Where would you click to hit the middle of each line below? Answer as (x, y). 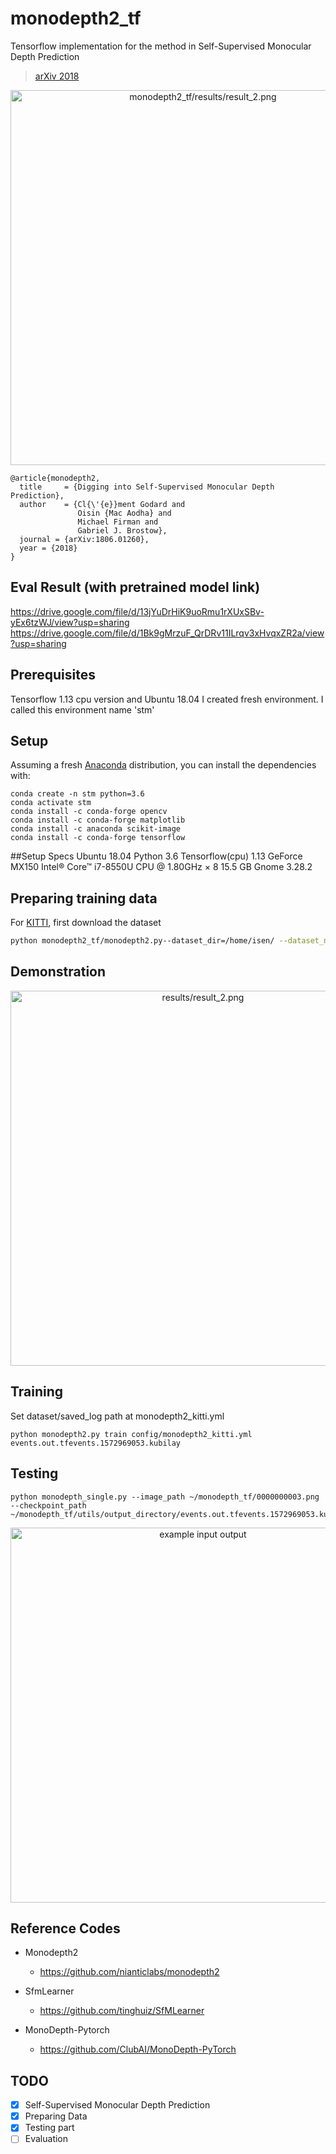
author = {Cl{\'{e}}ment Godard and (102, 504)
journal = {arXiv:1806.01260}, (84, 539)
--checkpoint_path (48, 1505)
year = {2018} (48, 548)
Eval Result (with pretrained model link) (135, 587)
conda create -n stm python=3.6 (77, 794)
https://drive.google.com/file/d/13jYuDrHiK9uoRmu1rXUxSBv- (137, 611)
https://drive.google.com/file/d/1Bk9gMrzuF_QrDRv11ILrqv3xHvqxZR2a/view (167, 633)
